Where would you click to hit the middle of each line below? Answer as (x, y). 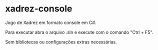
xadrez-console (39, 9)
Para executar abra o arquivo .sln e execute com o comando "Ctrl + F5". (79, 32)
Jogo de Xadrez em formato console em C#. (51, 22)
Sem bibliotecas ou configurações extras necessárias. (61, 42)
